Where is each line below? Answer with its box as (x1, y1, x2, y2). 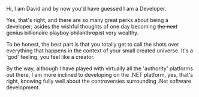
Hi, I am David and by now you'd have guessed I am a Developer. (6, 5, 167, 12)
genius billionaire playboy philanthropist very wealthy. (6, 29, 139, 36)
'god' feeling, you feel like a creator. (6, 54, 95, 60)
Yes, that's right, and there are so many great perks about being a (6, 17, 169, 23)
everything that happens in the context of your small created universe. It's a (6, 47, 194, 54)
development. (6, 84, 40, 91)
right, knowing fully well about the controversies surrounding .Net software (6, 77, 192, 85)
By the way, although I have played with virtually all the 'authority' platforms (6, 65, 194, 72)
